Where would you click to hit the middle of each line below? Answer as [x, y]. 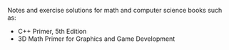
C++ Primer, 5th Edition [52, 31]
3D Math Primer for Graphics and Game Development [96, 39]
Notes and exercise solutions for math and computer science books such [115, 10]
